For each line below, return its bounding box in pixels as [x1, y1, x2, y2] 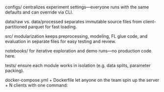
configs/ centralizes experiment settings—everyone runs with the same [5, 4, 149, 10]
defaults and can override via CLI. [5, 9, 73, 15]
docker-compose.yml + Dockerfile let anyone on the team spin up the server [5, 77, 160, 83]
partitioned [5, 24, 27, 30]
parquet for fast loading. [28, 24, 77, 30]
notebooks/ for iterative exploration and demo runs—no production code [5, 48, 152, 54]
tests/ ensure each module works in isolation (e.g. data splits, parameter [5, 63, 151, 68]
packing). [5, 68, 24, 74]
